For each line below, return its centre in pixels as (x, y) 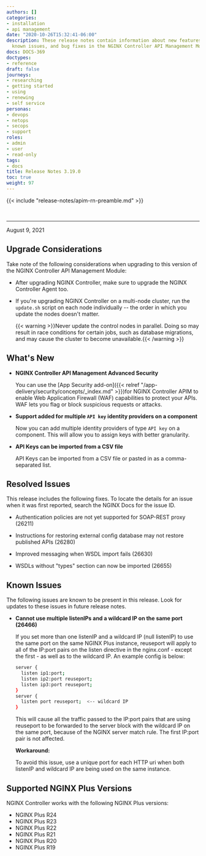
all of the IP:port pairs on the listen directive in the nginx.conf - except (103, 650)
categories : (21, 18)
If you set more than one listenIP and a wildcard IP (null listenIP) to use (104, 637)
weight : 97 (20, 183)
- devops (17, 115)
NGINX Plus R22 (36, 828)
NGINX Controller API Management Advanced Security (86, 373)
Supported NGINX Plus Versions (69, 788)
